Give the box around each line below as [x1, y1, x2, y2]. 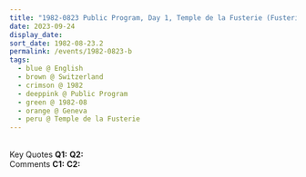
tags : [9, 55, 30, 64]
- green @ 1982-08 [17, 97, 88, 107]
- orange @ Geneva [17, 106, 88, 115]
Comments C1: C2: [9, 159, 81, 170]
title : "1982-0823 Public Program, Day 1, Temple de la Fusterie [9, 13, 262, 23]
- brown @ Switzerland [17, 73, 104, 82]
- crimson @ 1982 [17, 81, 84, 90]
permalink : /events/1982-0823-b [9, 47, 132, 56]
